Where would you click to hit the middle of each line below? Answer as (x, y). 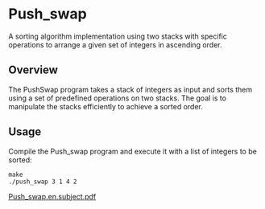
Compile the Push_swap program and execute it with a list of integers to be (133, 151)
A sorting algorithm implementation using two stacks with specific (118, 36)
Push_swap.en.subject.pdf (52, 196)
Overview (33, 70)
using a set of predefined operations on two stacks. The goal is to (118, 98)
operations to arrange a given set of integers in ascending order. (116, 44)
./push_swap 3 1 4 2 (43, 182)
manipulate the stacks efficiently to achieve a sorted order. (106, 106)
